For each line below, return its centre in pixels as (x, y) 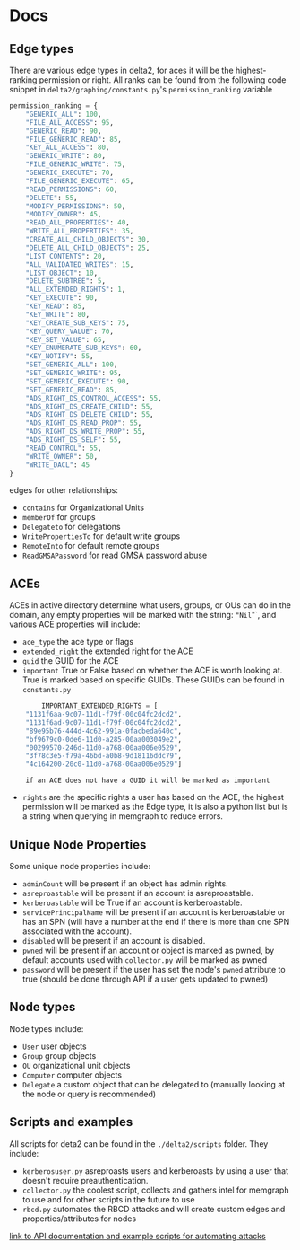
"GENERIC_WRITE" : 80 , (65, 156)
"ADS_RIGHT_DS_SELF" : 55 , (74, 440)
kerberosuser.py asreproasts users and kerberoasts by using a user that (155, 1171)
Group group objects (59, 1055)
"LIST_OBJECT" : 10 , (62, 273)
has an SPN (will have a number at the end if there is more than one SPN (156, 922)
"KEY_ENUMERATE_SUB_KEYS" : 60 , (84, 348)
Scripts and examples (71, 1122)
